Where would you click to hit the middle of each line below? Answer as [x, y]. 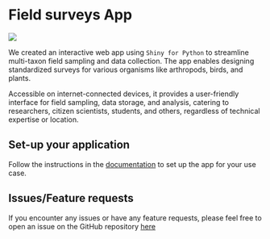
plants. [19, 78]
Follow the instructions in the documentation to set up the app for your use [132, 164]
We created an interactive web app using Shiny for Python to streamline [129, 52]
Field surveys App [71, 15]
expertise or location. [44, 119]
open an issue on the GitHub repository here [82, 226]
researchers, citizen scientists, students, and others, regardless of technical [134, 111]
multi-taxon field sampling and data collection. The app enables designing [131, 61]
